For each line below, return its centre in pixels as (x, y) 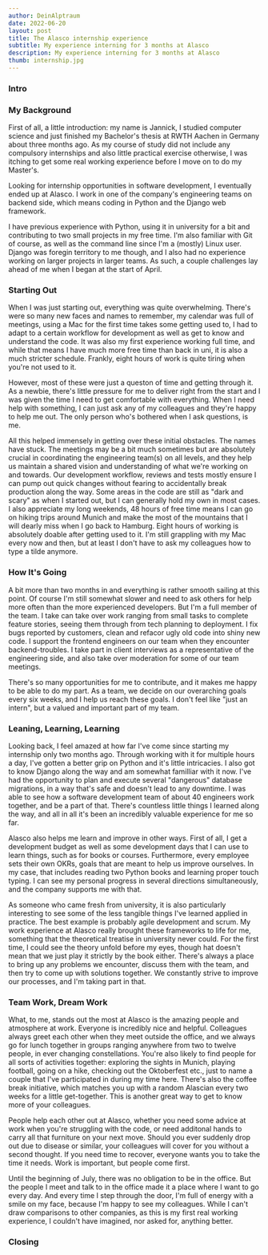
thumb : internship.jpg (46, 61)
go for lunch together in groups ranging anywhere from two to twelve (122, 1045)
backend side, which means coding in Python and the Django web (117, 203)
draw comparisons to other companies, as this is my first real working (123, 1212)
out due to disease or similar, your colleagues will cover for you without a (129, 1146)
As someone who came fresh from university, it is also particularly (117, 905)
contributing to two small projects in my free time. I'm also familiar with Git (131, 235)
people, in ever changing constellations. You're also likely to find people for (132, 1054)
